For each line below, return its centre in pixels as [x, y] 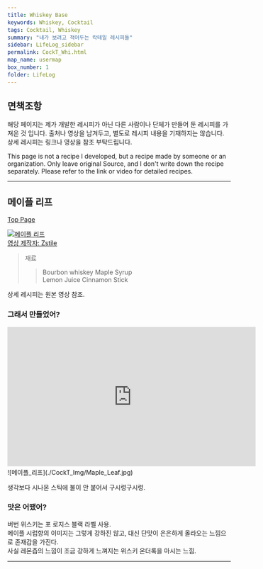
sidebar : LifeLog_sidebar [45, 45]
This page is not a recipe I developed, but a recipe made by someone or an [117, 157]
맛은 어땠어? [27, 507]
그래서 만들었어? [34, 315]
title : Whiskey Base [38, 15]
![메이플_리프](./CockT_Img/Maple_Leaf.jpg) [70, 472]
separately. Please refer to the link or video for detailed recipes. [100, 171]
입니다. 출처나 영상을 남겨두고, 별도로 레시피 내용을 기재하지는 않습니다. [126, 133]
